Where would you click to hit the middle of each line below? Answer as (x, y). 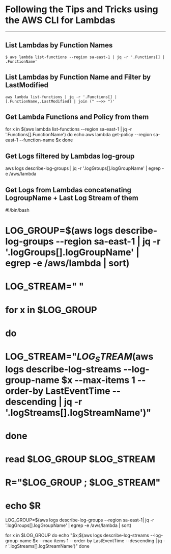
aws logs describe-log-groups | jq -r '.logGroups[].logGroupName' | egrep (83, 168)
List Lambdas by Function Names (59, 45)
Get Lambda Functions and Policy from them (77, 117)
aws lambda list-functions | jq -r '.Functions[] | (61, 97)
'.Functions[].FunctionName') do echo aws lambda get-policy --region (79, 135)
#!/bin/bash (17, 210)
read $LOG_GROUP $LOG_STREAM (80, 459)
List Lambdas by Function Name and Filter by (78, 77)
